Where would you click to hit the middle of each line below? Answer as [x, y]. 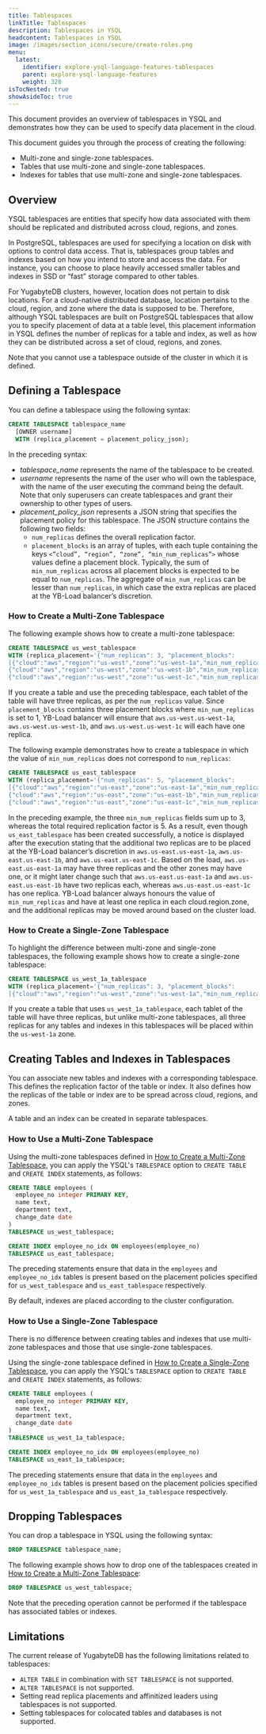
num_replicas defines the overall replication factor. [114, 537]
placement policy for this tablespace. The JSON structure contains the [135, 520]
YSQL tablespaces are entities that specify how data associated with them [129, 219]
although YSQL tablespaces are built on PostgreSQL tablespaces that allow [131, 317]
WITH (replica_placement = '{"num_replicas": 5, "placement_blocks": [122, 781]
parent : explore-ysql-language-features [90, 74]
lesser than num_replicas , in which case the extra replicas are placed [144, 588]
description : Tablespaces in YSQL [65, 30]
